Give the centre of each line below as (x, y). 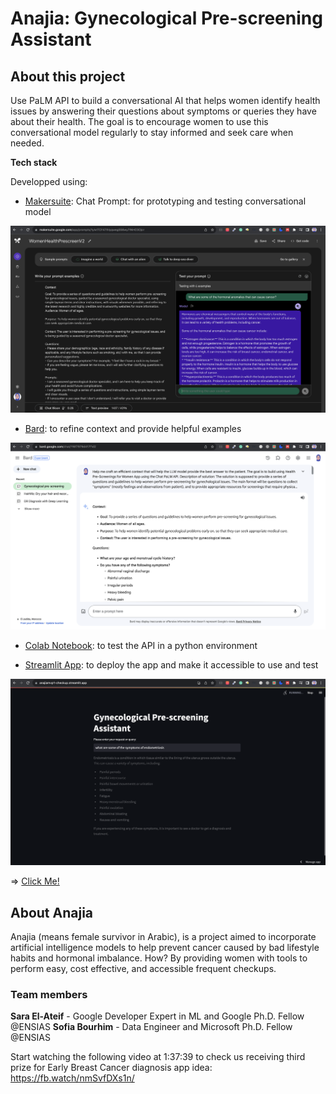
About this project (68, 76)
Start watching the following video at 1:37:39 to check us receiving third (158, 1057)
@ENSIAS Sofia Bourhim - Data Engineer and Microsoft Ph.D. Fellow (151, 1027)
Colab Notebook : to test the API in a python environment (141, 645)
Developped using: (49, 181)
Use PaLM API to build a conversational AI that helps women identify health (165, 100)
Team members (49, 994)
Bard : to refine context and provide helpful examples (133, 428)
